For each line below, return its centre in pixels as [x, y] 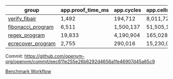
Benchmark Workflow [28, 71]
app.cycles [128, 10]
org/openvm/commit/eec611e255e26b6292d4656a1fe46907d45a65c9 [80, 61]
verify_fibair [22, 19]
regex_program [27, 35]
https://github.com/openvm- [55, 56]
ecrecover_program [32, 44]
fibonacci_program [31, 27]
